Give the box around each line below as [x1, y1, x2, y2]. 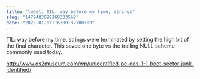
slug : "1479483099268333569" [6, 14, 79, 20]
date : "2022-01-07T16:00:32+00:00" [6, 20, 95, 26]
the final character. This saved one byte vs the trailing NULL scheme [6, 42, 175, 49]
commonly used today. [6, 49, 63, 56]
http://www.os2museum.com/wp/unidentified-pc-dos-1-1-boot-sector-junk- [6, 60, 195, 67]
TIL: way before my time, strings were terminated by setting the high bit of [6, 36, 189, 43]
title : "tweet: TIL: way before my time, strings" [6, 8, 135, 15]
